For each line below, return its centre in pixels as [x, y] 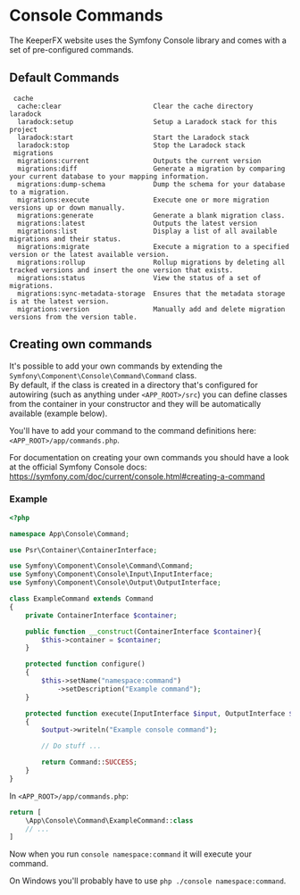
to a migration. [39, 192]
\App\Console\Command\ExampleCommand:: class [109, 820]
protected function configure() [85, 664]
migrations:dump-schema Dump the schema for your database [151, 184]
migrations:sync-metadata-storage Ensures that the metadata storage [151, 294]
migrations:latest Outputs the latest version [137, 223]
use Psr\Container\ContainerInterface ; [83, 550]
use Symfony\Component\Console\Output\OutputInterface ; [115, 583]
